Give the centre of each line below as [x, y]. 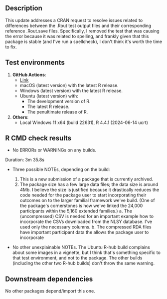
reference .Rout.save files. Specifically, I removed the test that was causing [82, 31]
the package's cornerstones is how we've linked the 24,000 [81, 206]
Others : [20, 117]
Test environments [35, 63]
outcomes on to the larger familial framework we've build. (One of [87, 200]
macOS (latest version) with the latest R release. [69, 85]
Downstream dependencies [49, 279]
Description [24, 8]
